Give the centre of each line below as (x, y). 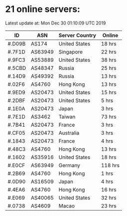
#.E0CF (16, 165)
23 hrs (109, 206)
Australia (69, 133)
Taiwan (67, 117)
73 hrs (109, 117)
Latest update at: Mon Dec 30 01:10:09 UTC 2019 (56, 23)
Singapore (71, 52)
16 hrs (109, 190)
